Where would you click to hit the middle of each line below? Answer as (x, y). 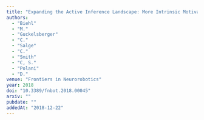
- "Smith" (24, 57)
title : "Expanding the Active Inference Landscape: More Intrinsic (93, 12)
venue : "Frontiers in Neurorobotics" (54, 79)
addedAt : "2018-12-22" (35, 108)
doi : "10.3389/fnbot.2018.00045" (49, 91)
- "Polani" (25, 68)
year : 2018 (20, 85)
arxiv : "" (19, 96)
